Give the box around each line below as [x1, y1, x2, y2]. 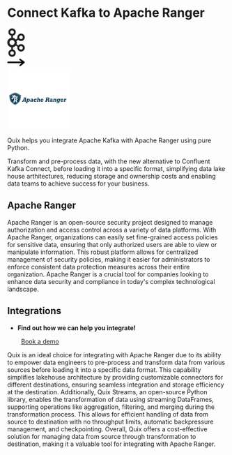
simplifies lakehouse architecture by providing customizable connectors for [7, 373, 224, 381]
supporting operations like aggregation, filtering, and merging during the [7, 403, 215, 411]
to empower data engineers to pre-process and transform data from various [7, 358, 225, 366]
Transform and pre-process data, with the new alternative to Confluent [7, 157, 210, 165]
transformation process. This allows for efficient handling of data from [7, 410, 209, 418]
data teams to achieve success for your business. [7, 179, 150, 188]
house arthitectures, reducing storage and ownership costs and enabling [7, 172, 216, 180]
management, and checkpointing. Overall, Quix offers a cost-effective [7, 424, 208, 433]
